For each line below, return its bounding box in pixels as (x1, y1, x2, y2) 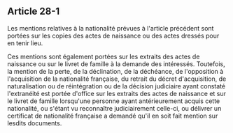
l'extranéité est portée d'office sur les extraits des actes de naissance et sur (7, 89, 226, 97)
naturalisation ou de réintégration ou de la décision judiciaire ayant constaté (7, 81, 226, 90)
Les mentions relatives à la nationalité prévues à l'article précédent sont (7, 24, 214, 32)
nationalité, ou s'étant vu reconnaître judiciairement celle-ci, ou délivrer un (7, 104, 222, 112)
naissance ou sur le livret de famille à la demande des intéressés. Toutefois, (7, 59, 225, 68)
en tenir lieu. (7, 38, 43, 47)
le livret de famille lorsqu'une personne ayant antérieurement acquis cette (7, 97, 220, 105)
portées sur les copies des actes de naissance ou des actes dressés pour (7, 31, 220, 40)
